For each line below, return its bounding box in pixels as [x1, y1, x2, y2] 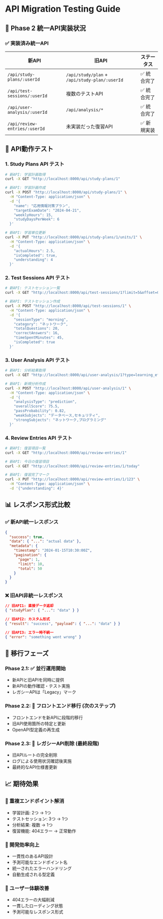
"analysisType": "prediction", [14, 399, 77, 404]
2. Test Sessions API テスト [5, 274, 70, 281]
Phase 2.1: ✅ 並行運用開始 [5, 665, 66, 672]
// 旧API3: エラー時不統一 [5, 630, 54, 635]
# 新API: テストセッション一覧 [5, 286, 60, 290]
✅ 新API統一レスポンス [5, 519, 59, 525]
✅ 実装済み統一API [5, 40, 49, 47]
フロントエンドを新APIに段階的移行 [12, 714, 83, 721]
